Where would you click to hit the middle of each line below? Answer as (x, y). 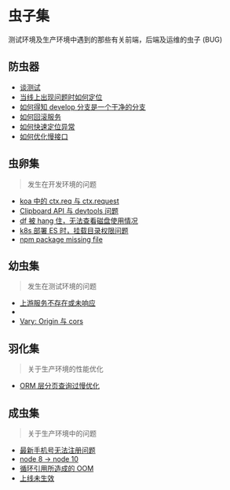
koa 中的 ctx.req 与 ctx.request (69, 201)
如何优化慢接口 (44, 136)
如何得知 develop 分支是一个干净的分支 (83, 106)
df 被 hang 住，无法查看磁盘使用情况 (79, 221)
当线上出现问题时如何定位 (61, 97)
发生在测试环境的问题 (62, 286)
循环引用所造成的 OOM (57, 468)
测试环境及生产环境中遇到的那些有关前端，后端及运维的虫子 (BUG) (115, 39)
